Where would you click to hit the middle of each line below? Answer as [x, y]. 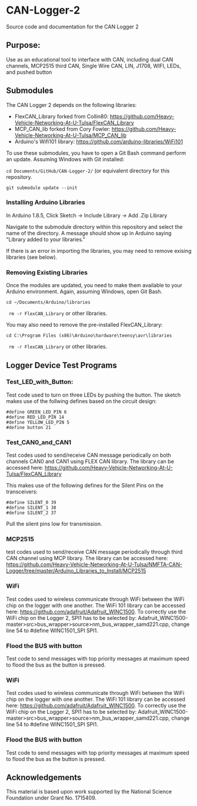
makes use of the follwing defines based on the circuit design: [81, 401]
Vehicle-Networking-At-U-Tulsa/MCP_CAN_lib [70, 135]
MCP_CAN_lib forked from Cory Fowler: [62, 129]
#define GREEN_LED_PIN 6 [36, 412]
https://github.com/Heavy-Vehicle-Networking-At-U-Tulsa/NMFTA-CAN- [94, 564]
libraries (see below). [32, 257]
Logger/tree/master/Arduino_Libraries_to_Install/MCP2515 [76, 571]
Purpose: [23, 45]
